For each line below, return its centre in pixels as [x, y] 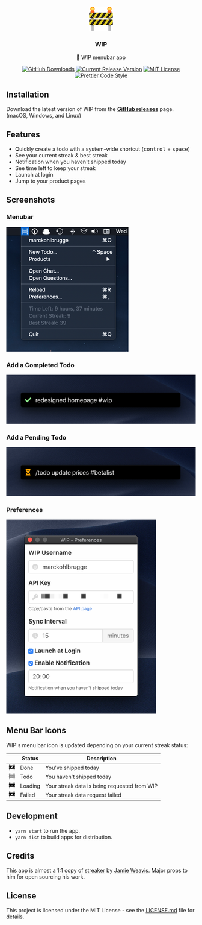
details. [15, 917]
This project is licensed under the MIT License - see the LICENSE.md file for [100, 911]
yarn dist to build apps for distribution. [64, 837]
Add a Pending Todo [36, 437]
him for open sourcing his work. [46, 877]
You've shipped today [72, 768]
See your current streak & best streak [61, 155]
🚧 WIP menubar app [101, 57]
